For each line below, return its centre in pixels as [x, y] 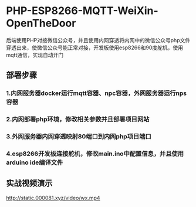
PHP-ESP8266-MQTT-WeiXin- [82, 11]
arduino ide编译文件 [35, 162]
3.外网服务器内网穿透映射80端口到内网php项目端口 [79, 137]
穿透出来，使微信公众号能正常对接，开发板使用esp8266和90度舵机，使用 [95, 47]
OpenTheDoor [41, 23]
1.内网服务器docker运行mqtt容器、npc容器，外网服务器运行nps [97, 93]
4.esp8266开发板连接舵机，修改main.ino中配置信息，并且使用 [95, 154]
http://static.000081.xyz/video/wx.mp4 [53, 198]
